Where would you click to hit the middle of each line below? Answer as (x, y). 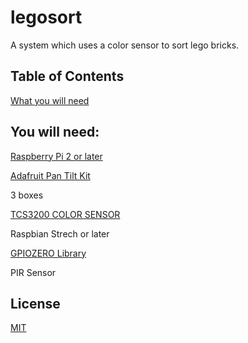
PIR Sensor (33, 272)
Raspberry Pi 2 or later (56, 156)
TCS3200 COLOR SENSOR (65, 214)
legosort (46, 17)
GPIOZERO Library (48, 253)
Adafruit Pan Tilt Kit (50, 175)
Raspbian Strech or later (60, 233)
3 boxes (27, 195)
